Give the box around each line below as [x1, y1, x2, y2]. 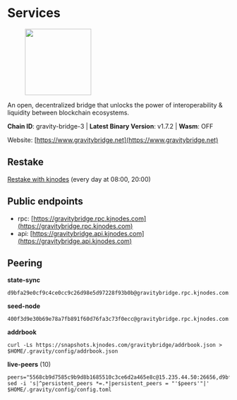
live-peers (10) [7, 360, 51, 369]
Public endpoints [7, 196, 83, 208]
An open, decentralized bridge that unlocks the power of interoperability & [7, 100, 224, 109]
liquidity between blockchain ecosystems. [7, 108, 129, 117]
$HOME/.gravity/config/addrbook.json [7, 348, 119, 355]
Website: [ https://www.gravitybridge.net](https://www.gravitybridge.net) [7, 136, 219, 144]
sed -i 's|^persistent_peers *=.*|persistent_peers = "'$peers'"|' [7, 380, 210, 387]
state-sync [7, 276, 41, 284]
